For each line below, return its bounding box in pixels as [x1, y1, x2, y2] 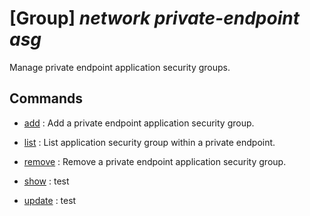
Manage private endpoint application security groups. [9, 61, 231, 73]
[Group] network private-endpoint [9, 7, 300, 30]
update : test [23, 194, 77, 206]
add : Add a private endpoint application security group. [23, 117, 255, 129]
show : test [23, 175, 70, 187]
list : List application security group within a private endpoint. [23, 136, 276, 148]
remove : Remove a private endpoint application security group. [23, 155, 287, 167]
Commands [9, 90, 84, 107]
